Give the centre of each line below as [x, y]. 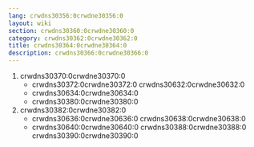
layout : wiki [30, 23]
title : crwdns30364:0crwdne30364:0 [68, 46]
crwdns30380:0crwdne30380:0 [85, 102]
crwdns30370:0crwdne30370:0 [73, 76]
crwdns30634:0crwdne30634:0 [85, 93]
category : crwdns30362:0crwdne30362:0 [73, 38]
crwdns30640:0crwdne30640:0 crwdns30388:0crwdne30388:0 [139, 127]
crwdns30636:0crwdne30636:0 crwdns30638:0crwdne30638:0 [139, 118]
